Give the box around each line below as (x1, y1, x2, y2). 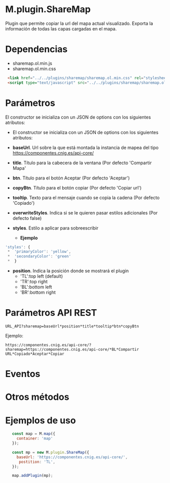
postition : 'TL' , (18, 459, 56, 464)
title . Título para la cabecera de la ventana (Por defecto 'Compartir (12, 160, 152, 166)
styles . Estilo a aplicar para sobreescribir (12, 225, 99, 231)
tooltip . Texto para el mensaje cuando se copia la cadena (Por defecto (12, 194, 160, 201)
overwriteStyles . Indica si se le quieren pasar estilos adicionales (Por (12, 209, 158, 216)
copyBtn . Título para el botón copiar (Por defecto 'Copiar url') (12, 184, 142, 191)
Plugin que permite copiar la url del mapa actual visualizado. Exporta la (5, 20, 153, 26)
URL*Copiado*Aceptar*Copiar (5, 351, 65, 356)
